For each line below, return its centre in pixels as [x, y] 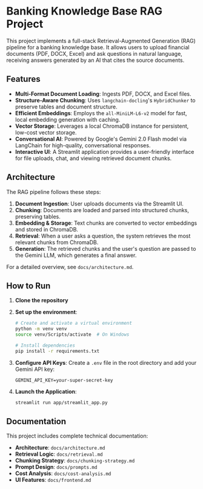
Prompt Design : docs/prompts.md [56, 467]
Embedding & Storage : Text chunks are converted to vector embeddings [106, 223]
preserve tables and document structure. [66, 107]
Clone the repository [42, 301]
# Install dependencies [45, 345]
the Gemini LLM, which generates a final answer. [76, 255]
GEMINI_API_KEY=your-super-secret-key [64, 380]
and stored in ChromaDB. [47, 229]
